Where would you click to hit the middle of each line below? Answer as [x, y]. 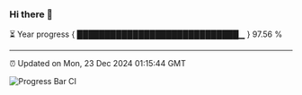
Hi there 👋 [31, 14]
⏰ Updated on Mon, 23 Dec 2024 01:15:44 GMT [98, 64]
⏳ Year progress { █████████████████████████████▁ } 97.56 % [146, 34]
